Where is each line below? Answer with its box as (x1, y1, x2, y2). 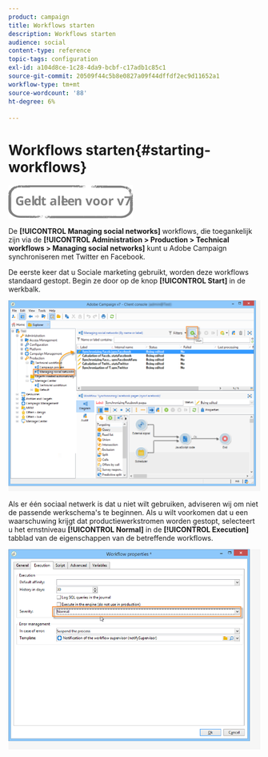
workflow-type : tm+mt (8, 80, 81, 88)
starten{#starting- (85, 141, 211, 159)
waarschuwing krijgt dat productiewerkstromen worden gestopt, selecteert (8, 516, 255, 525)
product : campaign (8, 13, 70, 21)
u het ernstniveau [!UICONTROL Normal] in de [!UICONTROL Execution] (8, 525, 250, 534)
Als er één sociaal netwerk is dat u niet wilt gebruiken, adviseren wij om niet (8, 499, 258, 509)
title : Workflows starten (8, 21, 94, 30)
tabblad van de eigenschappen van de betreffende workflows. (8, 533, 214, 542)
